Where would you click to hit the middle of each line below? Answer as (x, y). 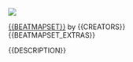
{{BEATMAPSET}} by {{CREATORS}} (67, 27)
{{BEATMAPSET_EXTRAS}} (52, 35)
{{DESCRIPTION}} (37, 50)
